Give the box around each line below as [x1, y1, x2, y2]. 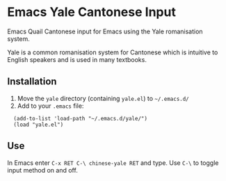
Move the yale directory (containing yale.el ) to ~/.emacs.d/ [17, 94, 189, 102]
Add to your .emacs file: [17, 102, 84, 110]
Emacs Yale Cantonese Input [7, 4, 176, 20]
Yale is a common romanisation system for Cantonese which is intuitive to [7, 48, 218, 56]
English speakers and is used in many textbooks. [7, 55, 147, 63]
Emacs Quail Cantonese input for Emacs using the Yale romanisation [7, 27, 203, 36]
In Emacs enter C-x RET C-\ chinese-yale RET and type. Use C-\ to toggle [7, 158, 219, 167]
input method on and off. [7, 166, 78, 174]
